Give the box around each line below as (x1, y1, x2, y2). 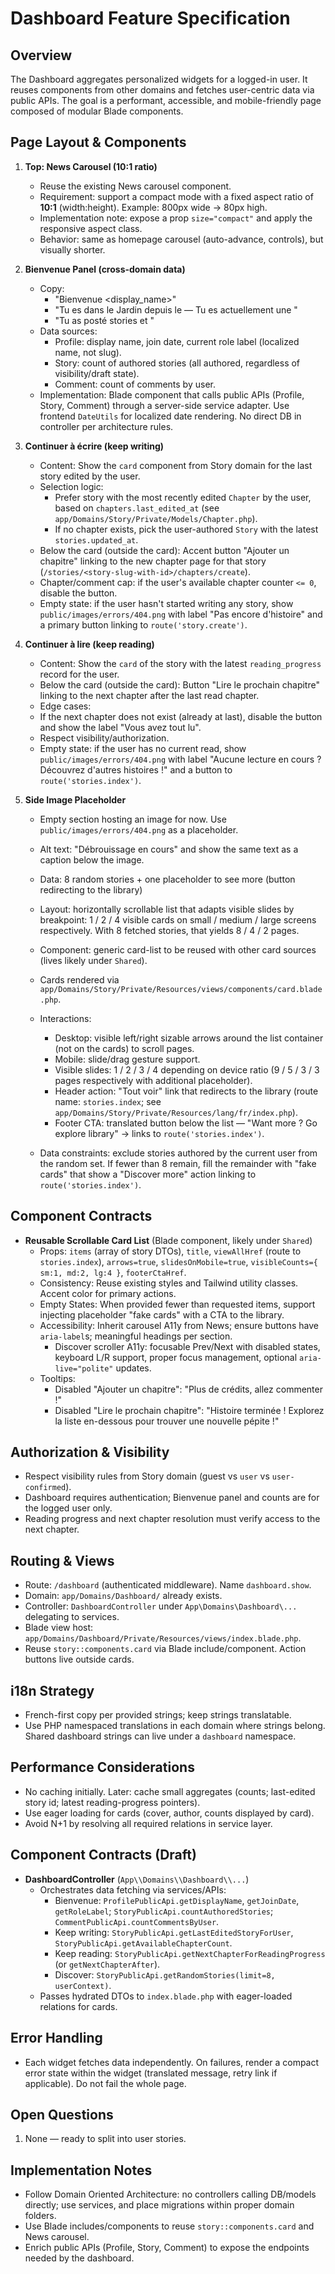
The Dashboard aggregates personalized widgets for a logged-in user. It (10, 73, 308, 85)
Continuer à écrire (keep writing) (24, 440, 165, 452)
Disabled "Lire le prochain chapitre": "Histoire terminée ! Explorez (54, 1404, 325, 1416)
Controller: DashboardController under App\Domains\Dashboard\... (24, 1600, 298, 1612)
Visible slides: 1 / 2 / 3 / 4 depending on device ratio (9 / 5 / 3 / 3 (54, 1063, 320, 1076)
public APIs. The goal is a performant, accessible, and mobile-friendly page (10, 95, 322, 106)
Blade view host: (24, 1622, 94, 1634)
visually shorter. (39, 243, 106, 256)
